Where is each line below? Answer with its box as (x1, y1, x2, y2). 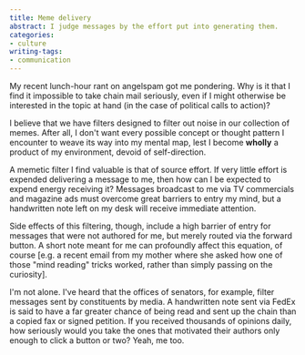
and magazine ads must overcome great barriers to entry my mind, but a (9, 193, 282, 204)
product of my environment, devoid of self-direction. (9, 147, 207, 157)
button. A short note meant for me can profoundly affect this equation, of (9, 240, 283, 250)
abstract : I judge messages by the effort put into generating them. (9, 22, 280, 31)
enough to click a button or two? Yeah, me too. (9, 335, 185, 346)
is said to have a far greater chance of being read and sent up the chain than (9, 306, 297, 317)
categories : (9, 30, 55, 39)
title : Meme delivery (9, 13, 92, 23)
